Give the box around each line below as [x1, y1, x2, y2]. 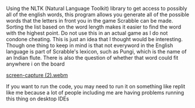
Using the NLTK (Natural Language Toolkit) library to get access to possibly [6, 5, 187, 12]
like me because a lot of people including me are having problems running [6, 89, 184, 96]
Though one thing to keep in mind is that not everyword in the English [6, 42, 173, 49]
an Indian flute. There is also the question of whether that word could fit [6, 55, 179, 61]
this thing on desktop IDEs [6, 95, 69, 102]
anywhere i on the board [6, 60, 65, 67]
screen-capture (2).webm [6, 72, 68, 78]
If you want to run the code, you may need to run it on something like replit [6, 83, 186, 89]
